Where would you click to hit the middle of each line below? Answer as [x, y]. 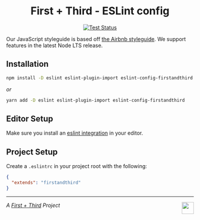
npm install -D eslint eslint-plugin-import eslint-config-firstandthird [100, 78]
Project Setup [32, 152]
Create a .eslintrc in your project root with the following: [77, 166]
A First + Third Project [33, 205]
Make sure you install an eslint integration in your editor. [75, 133]
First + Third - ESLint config [100, 11]
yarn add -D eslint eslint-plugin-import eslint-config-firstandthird [96, 100]
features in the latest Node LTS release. [54, 45]
